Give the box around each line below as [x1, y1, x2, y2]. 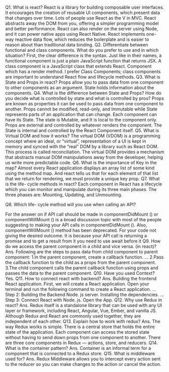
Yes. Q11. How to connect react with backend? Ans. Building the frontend [5, 276, 157, 281]
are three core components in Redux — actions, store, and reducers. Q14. [5, 340, 158, 346]
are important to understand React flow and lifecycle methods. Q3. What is [5, 74, 160, 80]
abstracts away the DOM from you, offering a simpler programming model [5, 20, 159, 26]
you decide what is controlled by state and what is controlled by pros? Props [5, 95, 164, 101]
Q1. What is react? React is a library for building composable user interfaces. [5, 5, 164, 10]
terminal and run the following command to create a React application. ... [5, 286, 156, 292]
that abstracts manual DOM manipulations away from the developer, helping [5, 154, 163, 160]
